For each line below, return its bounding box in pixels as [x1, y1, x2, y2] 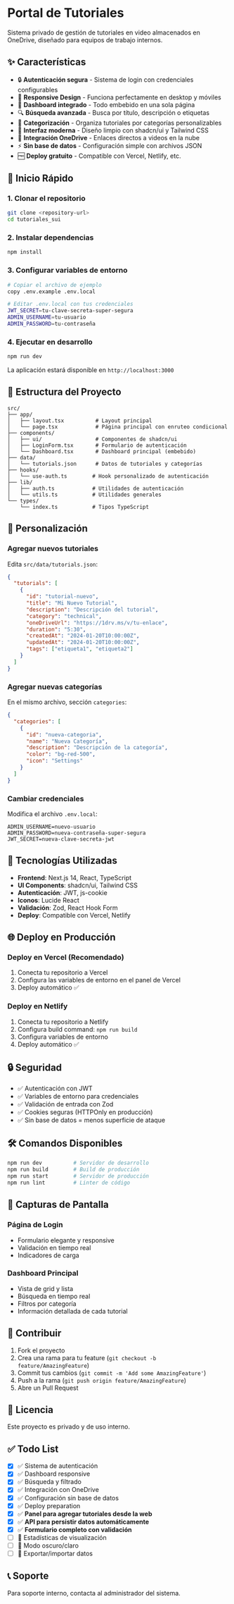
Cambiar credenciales [7, 794, 84, 803]
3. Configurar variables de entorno [7, 266, 128, 276]
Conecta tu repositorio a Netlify [17, 1017, 109, 1026]
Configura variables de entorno [17, 1032, 109, 1041]
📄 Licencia [7, 1404, 54, 1416]
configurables [17, 85, 58, 94]
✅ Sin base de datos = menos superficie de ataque [17, 1116, 166, 1124]
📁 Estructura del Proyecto [7, 386, 122, 398]
